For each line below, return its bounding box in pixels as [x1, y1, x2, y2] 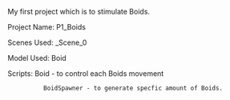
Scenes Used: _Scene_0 [7, 38, 87, 47]
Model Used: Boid [7, 54, 67, 62]
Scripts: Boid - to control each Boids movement [7, 69, 164, 78]
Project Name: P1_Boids [7, 22, 86, 31]
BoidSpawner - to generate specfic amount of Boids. [42, 84, 224, 92]
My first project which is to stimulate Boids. [7, 7, 150, 16]
